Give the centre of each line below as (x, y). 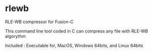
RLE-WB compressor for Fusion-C (39, 22)
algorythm (15, 36)
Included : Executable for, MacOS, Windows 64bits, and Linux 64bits (74, 45)
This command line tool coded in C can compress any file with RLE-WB (76, 31)
